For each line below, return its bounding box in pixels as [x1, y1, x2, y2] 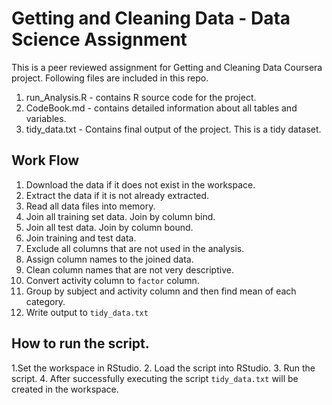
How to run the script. [11, 335, 150, 352]
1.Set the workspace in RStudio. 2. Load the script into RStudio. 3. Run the [11, 362, 316, 374]
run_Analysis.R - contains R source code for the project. [25, 91, 257, 103]
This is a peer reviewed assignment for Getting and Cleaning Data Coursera [11, 61, 323, 73]
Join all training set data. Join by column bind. [25, 210, 216, 222]
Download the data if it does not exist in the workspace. [25, 178, 256, 191]
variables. [25, 112, 67, 124]
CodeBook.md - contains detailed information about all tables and [25, 102, 298, 114]
